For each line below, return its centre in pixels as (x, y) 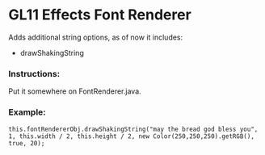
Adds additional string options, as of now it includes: (96, 37)
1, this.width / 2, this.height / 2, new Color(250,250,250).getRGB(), (131, 136)
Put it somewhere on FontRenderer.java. (75, 91)
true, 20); (27, 143)
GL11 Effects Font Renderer (100, 15)
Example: (27, 112)
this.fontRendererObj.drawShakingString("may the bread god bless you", (133, 129)
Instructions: (34, 73)
